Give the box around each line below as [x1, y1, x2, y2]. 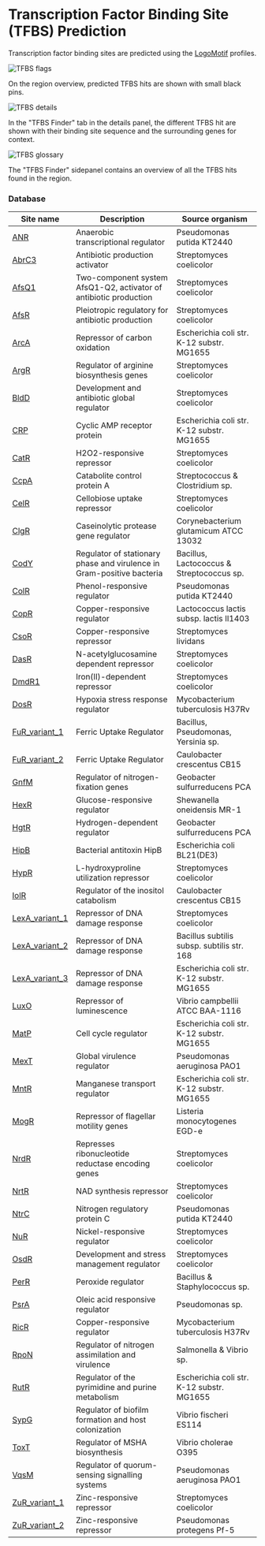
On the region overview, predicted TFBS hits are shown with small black [8, 79, 242, 88]
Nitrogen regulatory [76, 1204, 148, 1215]
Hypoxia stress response [76, 694, 168, 705]
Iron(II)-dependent [76, 672, 147, 683]
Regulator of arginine [76, 360, 154, 371]
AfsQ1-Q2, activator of [76, 282, 162, 293]
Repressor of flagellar [76, 1111, 156, 1122]
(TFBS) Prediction [8, 22, 127, 40]
